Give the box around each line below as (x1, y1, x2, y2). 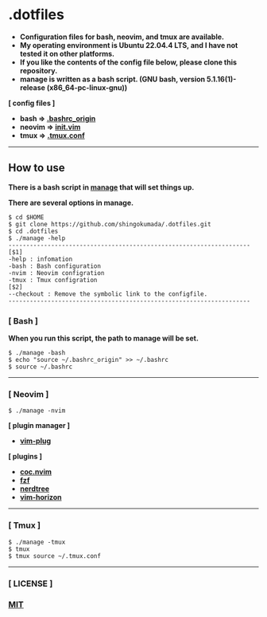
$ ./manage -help (8, 234, 66, 242)
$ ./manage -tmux (8, 538, 66, 546)
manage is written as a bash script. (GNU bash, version (19, 74, 205, 84)
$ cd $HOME (8, 213, 44, 221)
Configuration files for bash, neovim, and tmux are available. (19, 32, 225, 41)
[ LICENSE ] (8, 578, 53, 589)
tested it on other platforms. (19, 49, 115, 58)
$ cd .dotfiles (8, 227, 59, 235)
